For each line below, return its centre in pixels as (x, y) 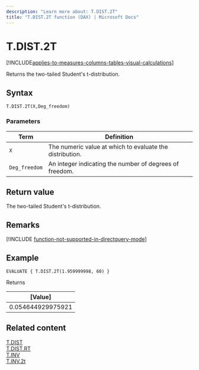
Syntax (20, 93)
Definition (119, 137)
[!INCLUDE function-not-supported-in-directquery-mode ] (76, 239)
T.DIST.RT (19, 348)
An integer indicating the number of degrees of (114, 163)
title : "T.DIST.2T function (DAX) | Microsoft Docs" (73, 17)
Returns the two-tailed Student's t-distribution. (63, 74)
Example (23, 258)
